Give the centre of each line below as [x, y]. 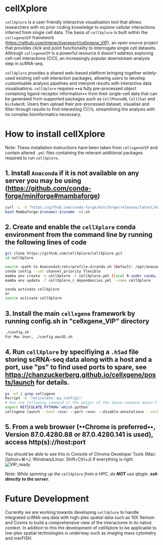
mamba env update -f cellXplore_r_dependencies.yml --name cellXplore [78, 280]
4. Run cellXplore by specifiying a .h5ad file [72, 352]
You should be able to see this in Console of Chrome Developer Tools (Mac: [81, 454]
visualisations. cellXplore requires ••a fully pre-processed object [71, 88]
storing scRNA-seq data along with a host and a [78, 360]
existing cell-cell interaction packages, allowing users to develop [81, 78]
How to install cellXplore [55, 134]
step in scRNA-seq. [24, 63]
